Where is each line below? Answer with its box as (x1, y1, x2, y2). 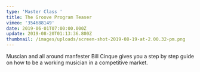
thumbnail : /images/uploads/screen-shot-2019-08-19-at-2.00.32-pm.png (6, 36, 186, 42)
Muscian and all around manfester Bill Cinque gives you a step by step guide (6, 53, 195, 60)
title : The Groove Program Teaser (6, 14, 93, 20)
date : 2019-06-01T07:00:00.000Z (6, 25, 87, 32)
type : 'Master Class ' (6, 8, 63, 15)
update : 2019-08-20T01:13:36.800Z (6, 31, 93, 37)
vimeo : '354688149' (6, 20, 55, 26)
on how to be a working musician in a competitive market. (6, 59, 148, 66)
